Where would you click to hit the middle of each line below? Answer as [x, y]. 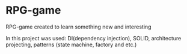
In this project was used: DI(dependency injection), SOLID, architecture [93, 38]
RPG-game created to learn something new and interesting [78, 27]
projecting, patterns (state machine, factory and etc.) [71, 45]
